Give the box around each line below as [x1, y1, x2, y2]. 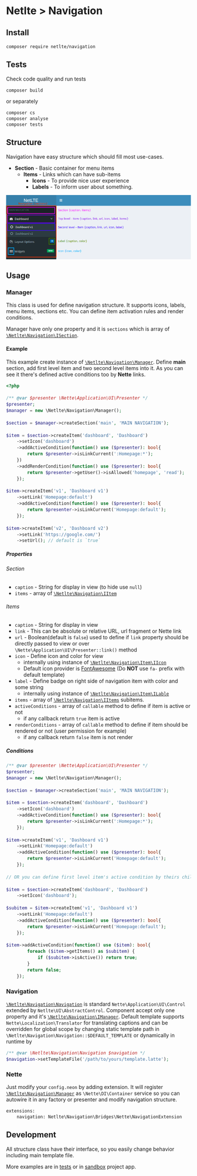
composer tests [6, 122, 43, 127]
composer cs [6, 110, 35, 116]
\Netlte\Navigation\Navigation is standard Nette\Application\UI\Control [6, 1000, 186, 1007]
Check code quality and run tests [6, 75, 86, 82]
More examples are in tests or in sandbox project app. [6, 1163, 137, 1170]
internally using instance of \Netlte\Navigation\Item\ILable [23, 690, 169, 697]
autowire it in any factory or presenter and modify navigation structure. [6, 1096, 177, 1103]
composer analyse [6, 116, 49, 122]
